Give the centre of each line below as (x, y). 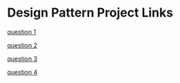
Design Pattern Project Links (90, 13)
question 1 (22, 32)
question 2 (22, 45)
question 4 (22, 72)
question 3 (22, 58)
